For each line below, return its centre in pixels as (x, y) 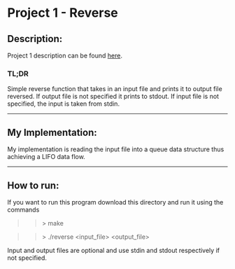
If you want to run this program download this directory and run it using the (115, 202)
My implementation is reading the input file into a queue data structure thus (116, 149)
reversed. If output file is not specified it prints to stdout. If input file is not (113, 97)
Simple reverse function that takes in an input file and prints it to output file (115, 89)
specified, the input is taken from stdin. (64, 104)
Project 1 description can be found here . (65, 55)
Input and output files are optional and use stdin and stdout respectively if (114, 250)
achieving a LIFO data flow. (46, 157)
